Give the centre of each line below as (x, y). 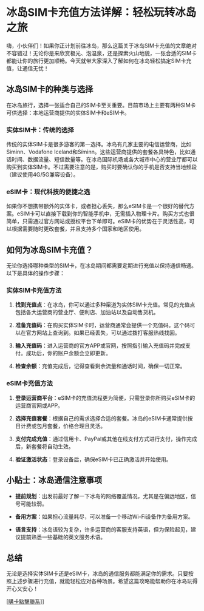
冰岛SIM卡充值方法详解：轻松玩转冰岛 (101, 12)
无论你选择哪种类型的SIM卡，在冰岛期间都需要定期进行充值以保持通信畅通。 (102, 266)
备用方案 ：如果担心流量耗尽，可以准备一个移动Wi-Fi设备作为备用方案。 (104, 516)
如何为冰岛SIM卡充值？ (50, 250)
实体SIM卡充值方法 (34, 291)
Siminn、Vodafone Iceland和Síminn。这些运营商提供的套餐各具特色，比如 (98, 152)
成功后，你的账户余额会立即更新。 (68, 353)
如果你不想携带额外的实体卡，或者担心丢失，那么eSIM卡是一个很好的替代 (98, 206)
